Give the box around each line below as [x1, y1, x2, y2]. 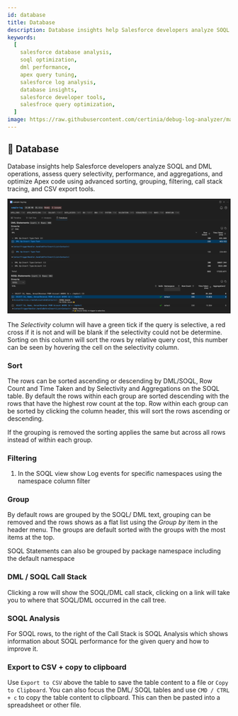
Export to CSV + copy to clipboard [7, 662, 127, 672]
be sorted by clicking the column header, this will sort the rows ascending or [7, 407, 230, 415]
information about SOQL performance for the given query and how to [7, 637, 210, 646]
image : [7, 116, 27, 123]
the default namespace [7, 555, 75, 563]
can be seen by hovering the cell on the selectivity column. [7, 343, 179, 351]
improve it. [7, 644, 39, 653]
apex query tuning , [20, 71, 78, 78]
